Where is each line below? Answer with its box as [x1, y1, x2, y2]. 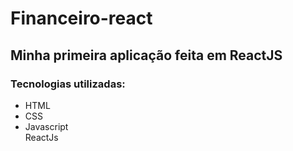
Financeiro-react [10, 7, 153, 30]
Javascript [24, 120, 69, 132]
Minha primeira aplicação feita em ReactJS [10, 47, 283, 64]
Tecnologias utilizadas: [10, 77, 126, 91]
